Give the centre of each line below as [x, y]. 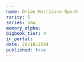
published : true [26, 50]
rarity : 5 [18, 17]
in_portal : [20, 39]
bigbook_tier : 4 [26, 34]
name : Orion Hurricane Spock [42, 12]
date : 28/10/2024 [28, 45]
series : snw [21, 22]
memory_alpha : [24, 28]
